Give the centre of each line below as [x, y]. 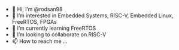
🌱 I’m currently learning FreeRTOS [54, 28]
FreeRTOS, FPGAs [34, 22]
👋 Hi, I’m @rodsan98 [37, 9]
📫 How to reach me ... [40, 41]
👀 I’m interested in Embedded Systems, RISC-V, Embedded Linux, [92, 15]
